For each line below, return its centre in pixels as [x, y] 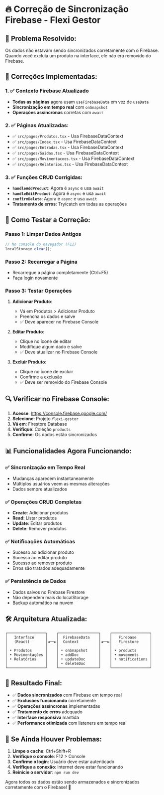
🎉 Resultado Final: [34, 683]
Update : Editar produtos [37, 523]
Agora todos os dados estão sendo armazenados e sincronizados [73, 782]
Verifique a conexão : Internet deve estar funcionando [68, 767]
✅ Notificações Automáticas [40, 542]
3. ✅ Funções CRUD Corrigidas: [44, 177]
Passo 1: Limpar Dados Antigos [43, 234]
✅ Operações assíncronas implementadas [56, 706]
